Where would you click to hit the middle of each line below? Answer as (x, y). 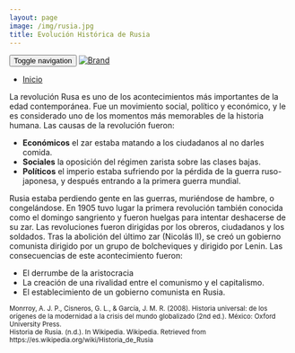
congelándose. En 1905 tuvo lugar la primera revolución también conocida (147, 208)
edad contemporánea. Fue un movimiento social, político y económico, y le (148, 106)
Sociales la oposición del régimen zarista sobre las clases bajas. (142, 162)
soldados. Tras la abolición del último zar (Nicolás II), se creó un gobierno (145, 237)
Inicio (32, 79)
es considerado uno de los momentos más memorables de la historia (137, 116)
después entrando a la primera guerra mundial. (154, 181)
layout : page (34, 18)
